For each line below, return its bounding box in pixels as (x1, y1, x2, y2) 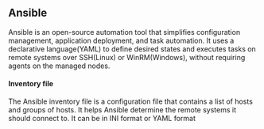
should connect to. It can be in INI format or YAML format (8, 114, 196, 123)
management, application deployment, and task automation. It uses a (8, 36, 235, 45)
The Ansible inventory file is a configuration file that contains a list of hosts (8, 97, 253, 106)
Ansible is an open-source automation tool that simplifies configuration (8, 27, 241, 36)
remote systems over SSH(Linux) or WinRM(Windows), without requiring (8, 52, 246, 62)
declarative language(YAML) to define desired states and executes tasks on (8, 44, 256, 54)
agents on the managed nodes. (8, 61, 111, 70)
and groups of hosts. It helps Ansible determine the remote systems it (8, 105, 237, 115)
